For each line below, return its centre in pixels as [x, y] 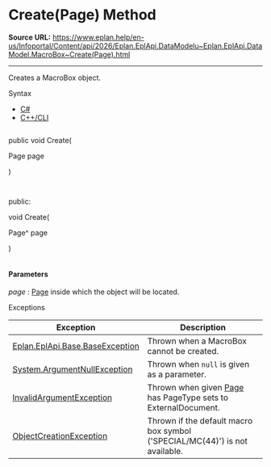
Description [203, 327]
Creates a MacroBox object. [55, 78]
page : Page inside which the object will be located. [94, 292]
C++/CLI [34, 117]
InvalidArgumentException [63, 398]
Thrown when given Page [196, 388]
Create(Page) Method [82, 15]
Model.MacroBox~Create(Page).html [69, 54]
